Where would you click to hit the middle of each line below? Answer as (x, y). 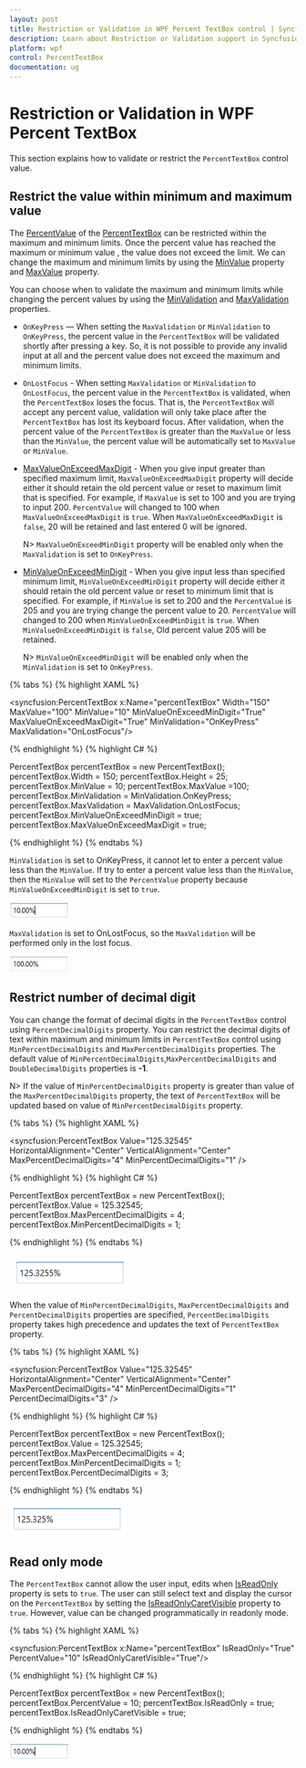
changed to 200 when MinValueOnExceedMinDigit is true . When (141, 619)
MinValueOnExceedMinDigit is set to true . (85, 889)
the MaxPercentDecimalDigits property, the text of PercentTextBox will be (145, 1096)
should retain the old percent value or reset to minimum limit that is (148, 591)
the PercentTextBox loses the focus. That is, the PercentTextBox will (148, 402)
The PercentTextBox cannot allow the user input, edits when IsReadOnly (144, 1584)
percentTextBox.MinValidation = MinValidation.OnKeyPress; (121, 796)
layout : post (34, 19)
